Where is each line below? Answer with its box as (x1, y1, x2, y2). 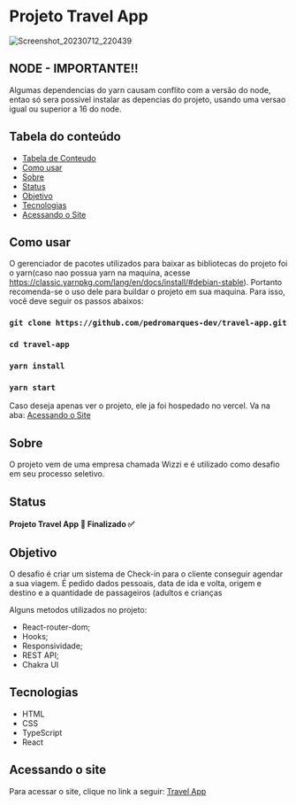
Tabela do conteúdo (9, 129, 121, 144)
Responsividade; (21, 640, 83, 652)
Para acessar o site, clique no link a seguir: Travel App (9, 786, 207, 796)
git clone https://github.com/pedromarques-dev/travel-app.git (9, 318, 287, 329)
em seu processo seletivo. (9, 468, 105, 479)
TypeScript (21, 727, 63, 738)
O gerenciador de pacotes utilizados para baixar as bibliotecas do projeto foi (9, 259, 288, 269)
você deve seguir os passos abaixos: (9, 296, 144, 306)
